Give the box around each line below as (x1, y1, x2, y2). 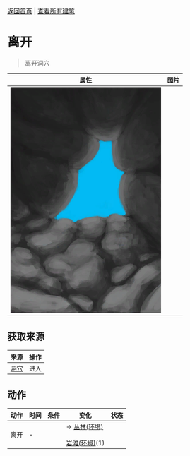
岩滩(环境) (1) (66, 438, 105, 447)
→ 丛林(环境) (66, 422, 104, 431)
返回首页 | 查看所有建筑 (7, 7, 76, 15)
